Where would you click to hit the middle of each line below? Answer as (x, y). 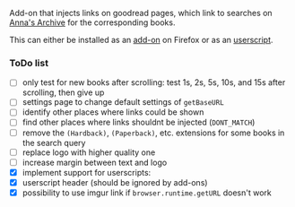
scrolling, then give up (63, 92)
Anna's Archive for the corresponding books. (92, 22)
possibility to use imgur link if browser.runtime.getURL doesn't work (147, 193)
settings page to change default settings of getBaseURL (123, 102)
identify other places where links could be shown (113, 112)
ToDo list (29, 63)
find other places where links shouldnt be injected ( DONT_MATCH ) (139, 122)
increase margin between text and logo (95, 162)
